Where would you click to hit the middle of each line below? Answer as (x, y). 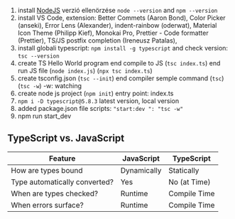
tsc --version (38, 56)
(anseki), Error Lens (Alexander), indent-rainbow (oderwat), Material (117, 25)
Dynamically (141, 170)
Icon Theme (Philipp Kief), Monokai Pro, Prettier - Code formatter (113, 33)
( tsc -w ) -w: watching (50, 86)
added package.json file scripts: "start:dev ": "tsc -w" (100, 108)
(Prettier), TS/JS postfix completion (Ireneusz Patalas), (97, 41)
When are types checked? (54, 193)
